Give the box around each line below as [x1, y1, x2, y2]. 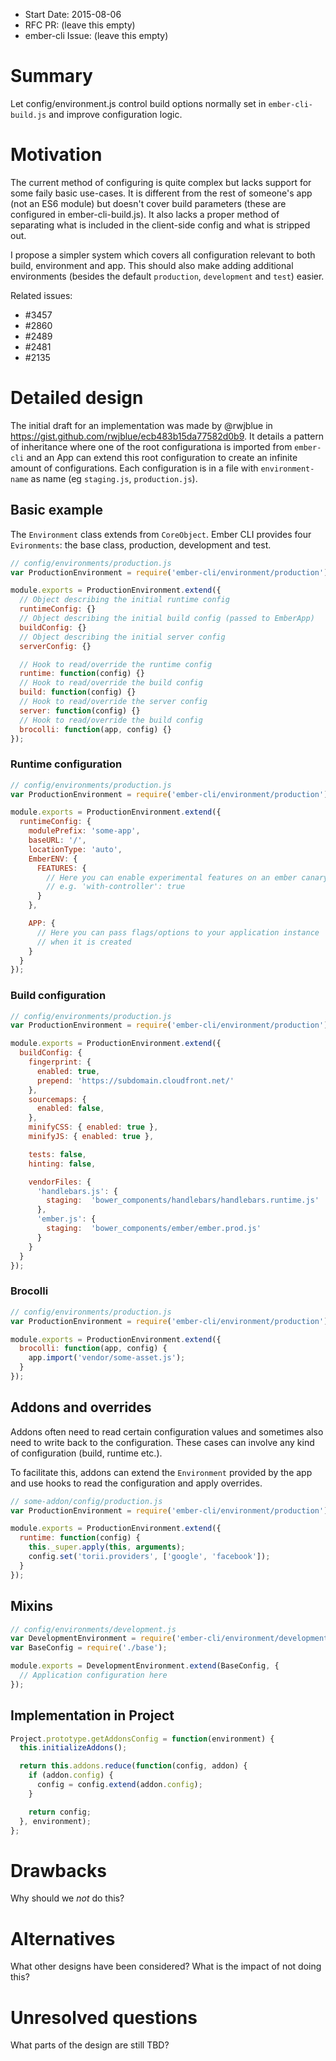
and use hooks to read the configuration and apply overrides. [10, 1477, 263, 1489]
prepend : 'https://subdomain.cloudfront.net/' [36, 1075, 235, 1086]
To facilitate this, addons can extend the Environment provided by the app [10, 1466, 313, 1478]
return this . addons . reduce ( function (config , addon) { [19, 1761, 248, 1771]
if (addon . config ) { [28, 1770, 114, 1781]
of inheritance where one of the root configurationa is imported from [10, 440, 293, 453]
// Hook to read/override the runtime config [19, 659, 213, 669]
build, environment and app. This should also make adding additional [10, 259, 294, 271]
